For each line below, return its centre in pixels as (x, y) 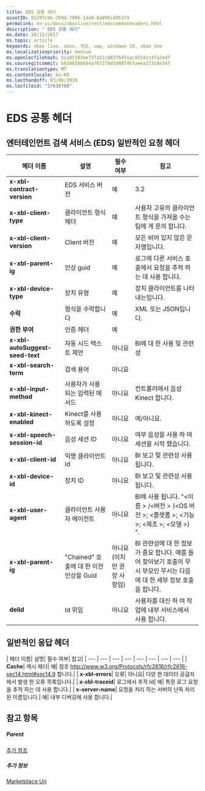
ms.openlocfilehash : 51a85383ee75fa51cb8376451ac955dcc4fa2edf (88, 58)
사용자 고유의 (153, 208)
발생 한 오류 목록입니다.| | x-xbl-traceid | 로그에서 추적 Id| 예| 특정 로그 (102, 681)
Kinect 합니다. (154, 398)
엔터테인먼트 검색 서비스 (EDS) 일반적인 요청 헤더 (93, 142)
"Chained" (80, 557)
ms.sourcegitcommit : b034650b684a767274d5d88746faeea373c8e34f (88, 63)
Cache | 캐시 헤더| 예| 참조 (38, 666)
